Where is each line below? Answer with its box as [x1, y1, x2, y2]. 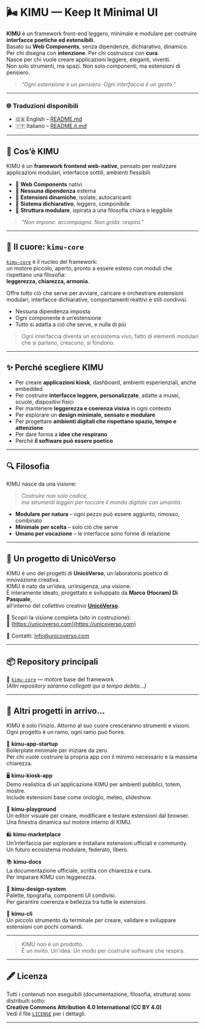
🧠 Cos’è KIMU [6, 146, 59, 156]
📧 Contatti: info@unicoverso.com [6, 632, 90, 639]
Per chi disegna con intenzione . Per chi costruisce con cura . [6, 49, 160, 56]
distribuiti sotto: [6, 997, 46, 1004]
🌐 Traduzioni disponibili [6, 101, 79, 110]
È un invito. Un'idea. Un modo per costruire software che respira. [21, 947, 185, 954]
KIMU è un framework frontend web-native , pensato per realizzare [6, 162, 177, 170]
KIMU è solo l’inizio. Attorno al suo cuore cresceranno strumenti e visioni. [6, 722, 191, 729]
